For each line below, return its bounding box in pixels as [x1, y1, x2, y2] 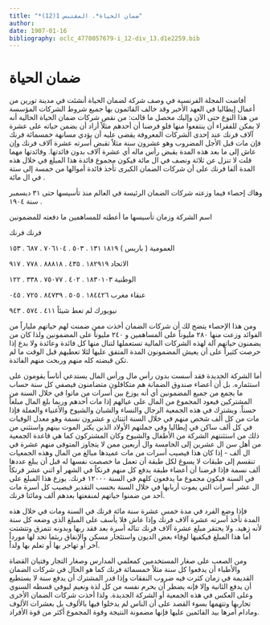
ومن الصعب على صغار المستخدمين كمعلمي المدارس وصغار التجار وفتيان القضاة [9, 556, 247, 565]
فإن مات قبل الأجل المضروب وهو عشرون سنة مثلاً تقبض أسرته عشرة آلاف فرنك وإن [9, 138, 261, 148]
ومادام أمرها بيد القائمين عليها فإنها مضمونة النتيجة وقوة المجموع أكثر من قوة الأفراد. [9, 607, 260, 617]
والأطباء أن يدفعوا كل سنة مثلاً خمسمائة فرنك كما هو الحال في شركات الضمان [9, 565, 241, 574]
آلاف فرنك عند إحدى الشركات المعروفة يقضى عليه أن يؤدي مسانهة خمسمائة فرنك [9, 130, 254, 139]
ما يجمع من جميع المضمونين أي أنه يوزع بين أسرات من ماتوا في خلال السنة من [9, 388, 243, 398]
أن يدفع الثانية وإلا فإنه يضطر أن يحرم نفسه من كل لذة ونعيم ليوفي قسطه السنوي [9, 582, 252, 591]
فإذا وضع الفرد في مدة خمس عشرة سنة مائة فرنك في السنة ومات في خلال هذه [9, 506, 247, 516]
